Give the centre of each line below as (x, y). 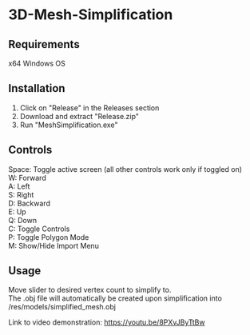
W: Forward (27, 177)
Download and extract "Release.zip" (79, 116)
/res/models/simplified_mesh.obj (62, 307)
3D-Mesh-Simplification (91, 15)
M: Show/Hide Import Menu (54, 245)
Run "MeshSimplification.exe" (69, 125)
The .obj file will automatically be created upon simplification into (115, 298)
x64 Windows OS (37, 63)
